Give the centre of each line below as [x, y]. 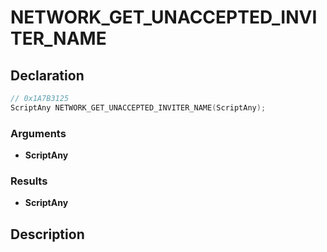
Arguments [38, 133]
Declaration [47, 75]
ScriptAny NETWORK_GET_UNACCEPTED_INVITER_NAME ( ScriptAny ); [138, 107]
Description [47, 234]
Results [29, 181]
